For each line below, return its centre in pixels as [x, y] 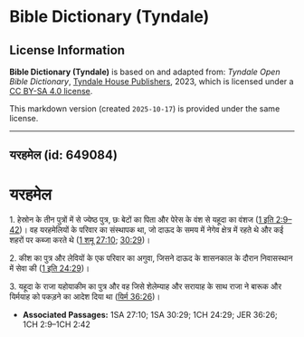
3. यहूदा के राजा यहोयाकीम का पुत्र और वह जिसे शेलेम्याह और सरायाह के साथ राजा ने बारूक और [146, 286]
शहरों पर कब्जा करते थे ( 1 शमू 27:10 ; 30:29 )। [80, 240]
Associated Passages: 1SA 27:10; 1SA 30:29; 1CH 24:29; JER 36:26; [150, 315]
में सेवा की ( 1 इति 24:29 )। [50, 268]
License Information [67, 50]
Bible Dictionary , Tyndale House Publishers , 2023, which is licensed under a [152, 82]
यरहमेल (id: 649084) [63, 155]
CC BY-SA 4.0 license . [51, 91]
